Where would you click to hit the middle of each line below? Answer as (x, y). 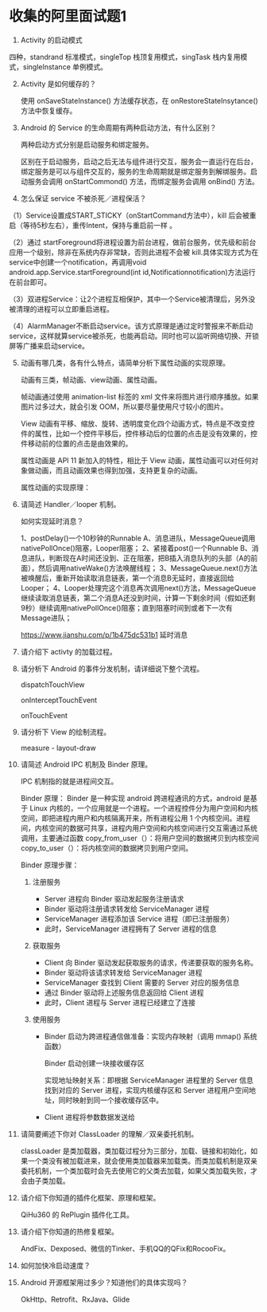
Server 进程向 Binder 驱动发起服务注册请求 (114, 898)
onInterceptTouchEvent (59, 700)
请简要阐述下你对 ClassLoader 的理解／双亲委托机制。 (109, 1133)
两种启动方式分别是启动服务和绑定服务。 (87, 144)
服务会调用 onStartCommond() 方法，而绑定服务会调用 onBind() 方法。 (143, 181)
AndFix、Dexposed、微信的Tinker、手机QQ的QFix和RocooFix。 (125, 1248)
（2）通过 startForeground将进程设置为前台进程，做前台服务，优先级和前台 (133, 242)
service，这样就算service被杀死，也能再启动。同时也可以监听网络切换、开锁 (134, 336)
